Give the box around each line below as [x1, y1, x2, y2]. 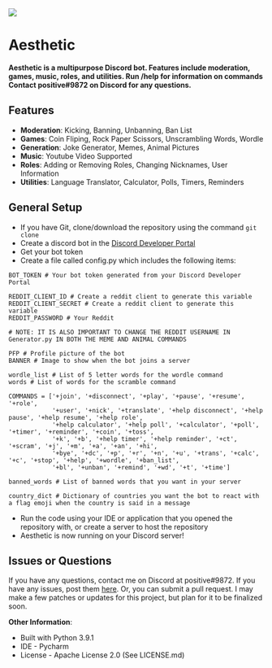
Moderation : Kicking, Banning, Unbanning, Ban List [19, 125, 192, 135]
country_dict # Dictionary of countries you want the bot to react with [8, 491, 260, 500]
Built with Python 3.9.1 [19, 633, 94, 643]
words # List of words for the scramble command [8, 378, 176, 386]
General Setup [8, 201, 83, 215]
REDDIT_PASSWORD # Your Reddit [8, 313, 114, 322]
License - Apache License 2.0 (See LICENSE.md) [19, 650, 185, 660]
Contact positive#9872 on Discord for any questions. [8, 80, 192, 90]
